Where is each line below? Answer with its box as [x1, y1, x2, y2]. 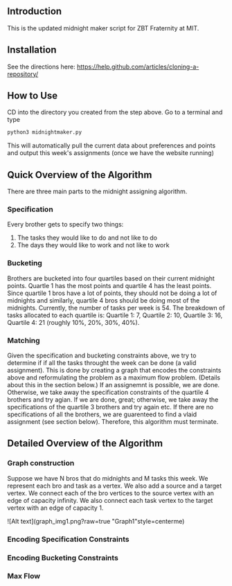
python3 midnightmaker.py [7, 129, 82, 136]
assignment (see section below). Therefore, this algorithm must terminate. [7, 418, 219, 426]
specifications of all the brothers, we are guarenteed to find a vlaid [7, 410, 197, 418]
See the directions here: [7, 62, 76, 71]
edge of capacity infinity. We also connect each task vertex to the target [7, 496, 213, 504]
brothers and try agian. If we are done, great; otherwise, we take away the [7, 396, 219, 404]
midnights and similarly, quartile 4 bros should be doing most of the [7, 296, 200, 304]
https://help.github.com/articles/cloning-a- [76, 62, 199, 71]
